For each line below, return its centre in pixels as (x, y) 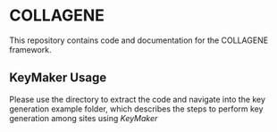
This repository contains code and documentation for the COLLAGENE (139, 40)
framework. (30, 49)
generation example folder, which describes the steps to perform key (136, 109)
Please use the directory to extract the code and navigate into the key (138, 99)
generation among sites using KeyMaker (84, 118)
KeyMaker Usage (58, 78)
